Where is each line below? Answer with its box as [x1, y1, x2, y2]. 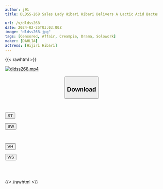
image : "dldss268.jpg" [5, 30, 51, 35]
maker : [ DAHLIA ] [5, 38, 38, 44]
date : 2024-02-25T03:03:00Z [5, 25, 62, 30]
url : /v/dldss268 [5, 20, 40, 25]
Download [67, 86, 96, 93]
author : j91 [5, 7, 29, 12]
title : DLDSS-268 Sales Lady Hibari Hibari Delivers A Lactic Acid [5, 12, 145, 17]
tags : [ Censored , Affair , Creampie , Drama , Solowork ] [5, 34, 116, 39]
